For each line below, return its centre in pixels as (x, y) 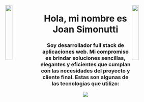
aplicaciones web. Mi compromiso (85, 52)
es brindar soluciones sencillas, (85, 58)
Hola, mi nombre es (85, 19)
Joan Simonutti (85, 29)
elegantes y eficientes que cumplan (85, 65)
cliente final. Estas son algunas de (85, 78)
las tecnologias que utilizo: (85, 84)
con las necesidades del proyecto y (85, 71)
